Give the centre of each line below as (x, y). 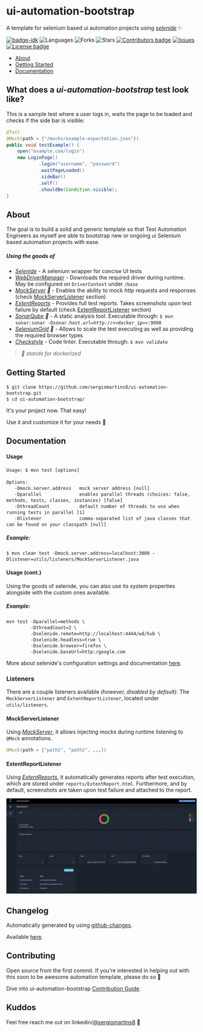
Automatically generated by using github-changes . (69, 925)
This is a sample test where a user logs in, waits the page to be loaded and (99, 114)
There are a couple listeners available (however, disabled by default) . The (98, 692)
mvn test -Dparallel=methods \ (46, 621)
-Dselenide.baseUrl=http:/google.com (78, 652)
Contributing (31, 956)
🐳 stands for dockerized (51, 353)
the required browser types (49, 335)
